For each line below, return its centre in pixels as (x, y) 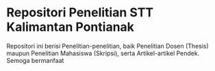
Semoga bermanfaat (35, 60)
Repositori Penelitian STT (80, 13)
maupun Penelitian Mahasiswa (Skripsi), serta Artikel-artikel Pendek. (103, 53)
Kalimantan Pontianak (71, 27)
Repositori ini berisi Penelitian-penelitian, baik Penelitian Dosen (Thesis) (108, 46)
